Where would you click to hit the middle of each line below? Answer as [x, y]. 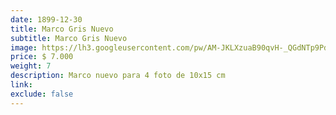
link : [21, 85]
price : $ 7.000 [42, 57]
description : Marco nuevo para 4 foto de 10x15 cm [118, 76]
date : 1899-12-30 [46, 19]
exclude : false [42, 94]
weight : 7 [31, 66]
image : [24, 47]
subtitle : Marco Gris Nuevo [69, 38]
